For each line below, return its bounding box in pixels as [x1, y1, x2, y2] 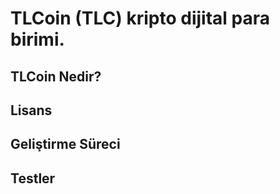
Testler [10, 170, 56, 187]
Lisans [10, 102, 53, 119]
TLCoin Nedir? [10, 68, 102, 85]
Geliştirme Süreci [10, 136, 121, 153]
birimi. [10, 28, 65, 51]
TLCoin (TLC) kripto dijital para [10, 7, 270, 30]
